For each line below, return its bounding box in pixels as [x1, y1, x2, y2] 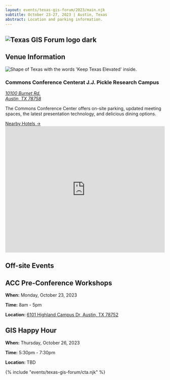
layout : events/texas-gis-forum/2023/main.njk [5, 7, 105, 13]
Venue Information [5, 53, 66, 61]
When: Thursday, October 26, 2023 [5, 340, 80, 346]
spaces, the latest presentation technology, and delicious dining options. [5, 111, 157, 117]
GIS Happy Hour [5, 326, 57, 335]
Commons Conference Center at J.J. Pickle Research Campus [5, 79, 159, 86]
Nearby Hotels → [5, 120, 41, 126]
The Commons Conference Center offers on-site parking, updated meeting [5, 105, 162, 111]
